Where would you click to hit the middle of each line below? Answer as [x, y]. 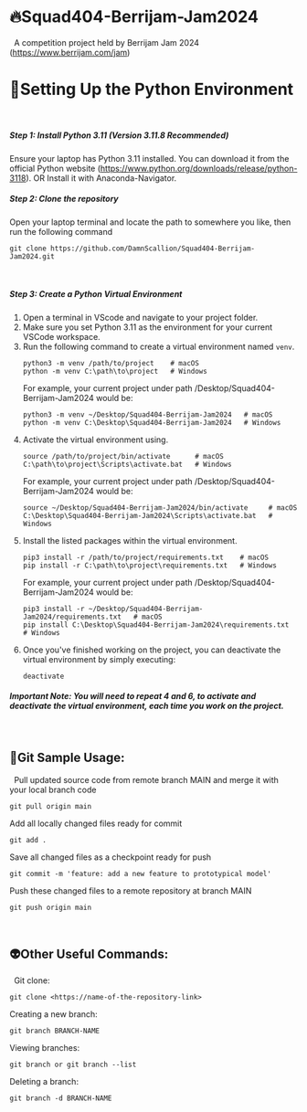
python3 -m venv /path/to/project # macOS [111, 363]
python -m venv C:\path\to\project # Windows [115, 371]
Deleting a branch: [44, 1082]
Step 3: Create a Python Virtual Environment [96, 294]
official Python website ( [55, 168]
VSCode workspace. [61, 336]
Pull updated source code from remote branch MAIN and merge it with [146, 779]
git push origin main [51, 907]
